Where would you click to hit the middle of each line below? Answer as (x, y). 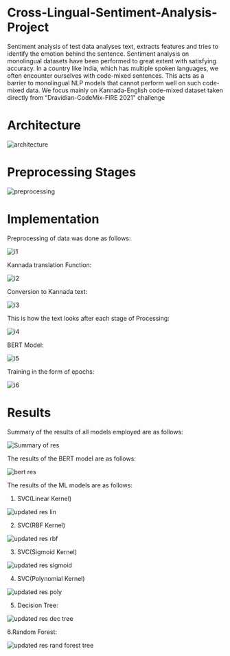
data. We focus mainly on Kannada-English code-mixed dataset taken (124, 90)
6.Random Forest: (32, 632)
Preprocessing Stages (71, 172)
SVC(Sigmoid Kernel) (47, 551)
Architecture (44, 126)
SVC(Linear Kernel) (44, 498)
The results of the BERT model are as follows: (71, 458)
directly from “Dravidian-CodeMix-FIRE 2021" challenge (86, 97)
